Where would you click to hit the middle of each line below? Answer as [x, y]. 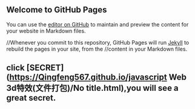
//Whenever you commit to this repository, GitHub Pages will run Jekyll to [98, 42]
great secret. [31, 98]
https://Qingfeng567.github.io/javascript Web [97, 77]
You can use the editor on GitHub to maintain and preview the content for [97, 24]
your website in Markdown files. [46, 31]
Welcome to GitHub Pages [57, 10]
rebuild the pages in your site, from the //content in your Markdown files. [97, 49]
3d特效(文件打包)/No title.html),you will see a [92, 88]
